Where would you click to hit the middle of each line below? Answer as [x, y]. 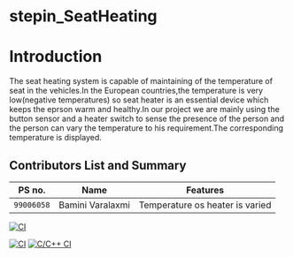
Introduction [56, 57]
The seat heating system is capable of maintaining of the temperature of [141, 81]
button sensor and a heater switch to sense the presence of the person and [147, 119]
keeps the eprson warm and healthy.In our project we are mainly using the [145, 110]
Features [204, 190]
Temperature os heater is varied [205, 205]
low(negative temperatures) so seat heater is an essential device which [139, 100]
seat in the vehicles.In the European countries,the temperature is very [136, 91]
